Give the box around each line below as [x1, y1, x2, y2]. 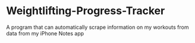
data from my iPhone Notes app [6, 29, 84, 37]
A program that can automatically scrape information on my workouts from [6, 24, 189, 31]
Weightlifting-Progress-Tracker [6, 4, 165, 18]
